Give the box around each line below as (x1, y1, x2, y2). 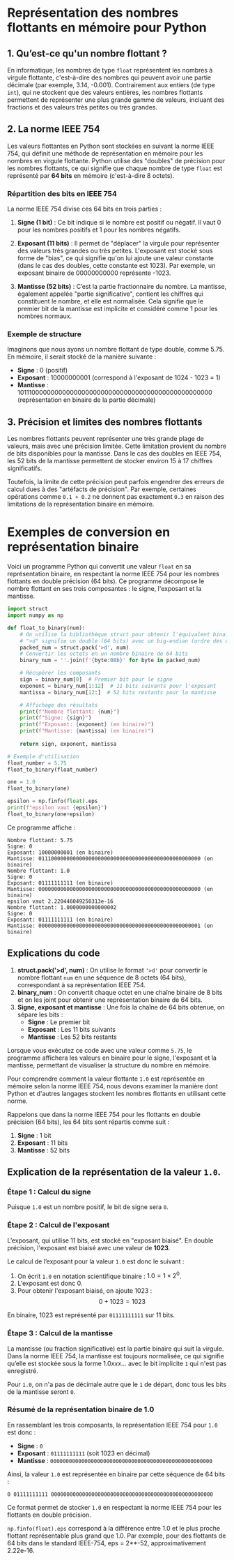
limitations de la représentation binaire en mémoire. (7, 500, 155, 509)
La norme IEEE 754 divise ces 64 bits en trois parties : (7, 204, 162, 213)
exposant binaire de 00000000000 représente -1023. (17, 269, 171, 277)
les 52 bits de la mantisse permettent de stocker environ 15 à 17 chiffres (7, 457, 213, 465)
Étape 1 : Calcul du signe (7, 1187, 92, 1197)
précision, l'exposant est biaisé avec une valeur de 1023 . (7, 1243, 171, 1252)
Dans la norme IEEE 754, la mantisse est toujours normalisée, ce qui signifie (7, 1351, 224, 1360)
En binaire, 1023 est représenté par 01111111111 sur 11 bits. (7, 1311, 175, 1319)
